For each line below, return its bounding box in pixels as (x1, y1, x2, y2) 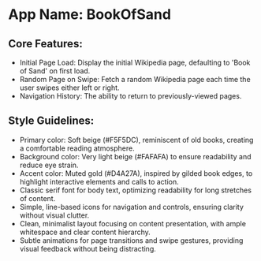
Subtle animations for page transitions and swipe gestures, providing (19, 235, 244, 245)
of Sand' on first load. (19, 66, 91, 76)
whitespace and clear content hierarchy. (19, 227, 151, 237)
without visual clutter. (19, 211, 90, 220)
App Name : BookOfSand (8, 6, 172, 24)
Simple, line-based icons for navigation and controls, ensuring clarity (19, 202, 244, 211)
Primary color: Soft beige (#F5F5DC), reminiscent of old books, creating (19, 135, 254, 144)
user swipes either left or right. (19, 83, 120, 92)
